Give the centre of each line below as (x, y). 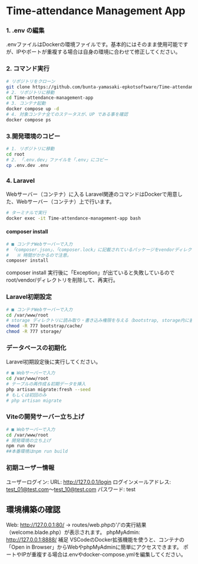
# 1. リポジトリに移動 (30, 149)
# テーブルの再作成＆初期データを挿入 (46, 384)
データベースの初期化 (36, 347)
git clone (18, 87)
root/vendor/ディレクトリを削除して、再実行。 (62, 280)
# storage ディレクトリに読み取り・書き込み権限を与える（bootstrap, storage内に (98, 321)
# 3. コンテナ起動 (26, 104)
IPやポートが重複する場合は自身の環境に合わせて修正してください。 (98, 52)
